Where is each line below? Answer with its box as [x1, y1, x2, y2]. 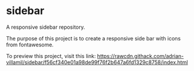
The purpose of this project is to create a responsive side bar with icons [6, 35, 181, 42]
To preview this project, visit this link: [6, 52, 96, 59]
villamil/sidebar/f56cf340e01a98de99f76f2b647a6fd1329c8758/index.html [6, 59, 188, 66]
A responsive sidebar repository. [6, 23, 86, 31]
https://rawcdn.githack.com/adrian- [97, 52, 184, 59]
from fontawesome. [6, 41, 54, 48]
